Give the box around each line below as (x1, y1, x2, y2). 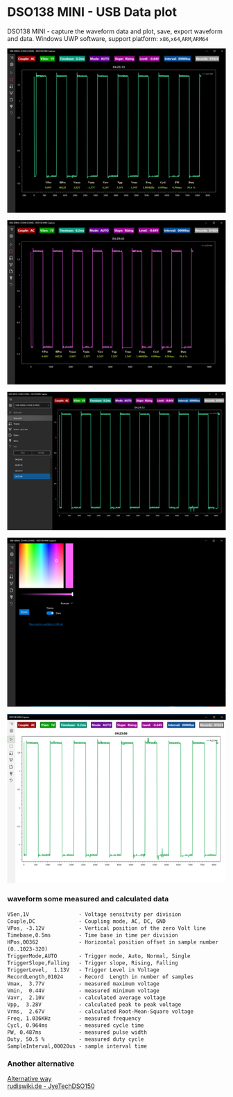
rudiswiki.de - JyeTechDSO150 (7, 1082, 95, 1090)
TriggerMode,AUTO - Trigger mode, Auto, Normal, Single (7, 952, 191, 960)
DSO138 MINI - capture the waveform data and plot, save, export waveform (7, 27, 223, 35)
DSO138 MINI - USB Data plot (7, 4, 178, 20)
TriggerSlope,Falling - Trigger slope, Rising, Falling (7, 959, 178, 967)
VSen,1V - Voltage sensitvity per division (7, 910, 182, 918)
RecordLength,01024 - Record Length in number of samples (7, 973, 194, 980)
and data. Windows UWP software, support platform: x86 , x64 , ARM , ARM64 (7, 34, 209, 42)
